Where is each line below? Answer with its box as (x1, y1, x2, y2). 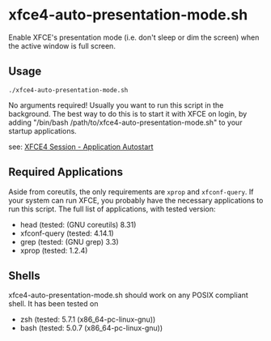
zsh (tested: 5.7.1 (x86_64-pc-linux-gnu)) (19, 314, 156, 325)
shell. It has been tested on (8, 299, 99, 309)
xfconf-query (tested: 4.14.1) (19, 228, 115, 238)
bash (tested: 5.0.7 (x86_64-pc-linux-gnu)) (19, 323, 163, 333)
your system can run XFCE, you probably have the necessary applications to (8, 195, 264, 205)
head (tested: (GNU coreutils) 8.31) (19, 220, 137, 229)
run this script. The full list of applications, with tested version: (8, 204, 216, 214)
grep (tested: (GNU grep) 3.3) (19, 237, 119, 246)
